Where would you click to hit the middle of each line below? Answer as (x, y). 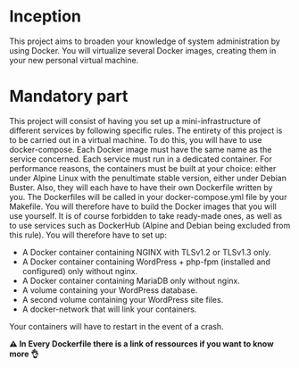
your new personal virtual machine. (74, 60)
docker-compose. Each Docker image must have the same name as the (141, 149)
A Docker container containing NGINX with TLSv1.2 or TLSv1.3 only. (147, 252)
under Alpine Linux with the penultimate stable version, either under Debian (148, 178)
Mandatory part (69, 96)
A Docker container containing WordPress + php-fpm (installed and (146, 262)
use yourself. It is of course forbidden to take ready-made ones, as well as (146, 215)
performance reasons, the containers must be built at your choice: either (143, 168)
